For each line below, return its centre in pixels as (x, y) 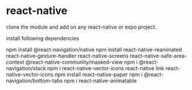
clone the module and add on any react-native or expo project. (81, 27)
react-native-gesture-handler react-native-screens (67, 56)
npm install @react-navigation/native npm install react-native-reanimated (94, 49)
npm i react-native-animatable (100, 81)
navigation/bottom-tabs (34, 81)
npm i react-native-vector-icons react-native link (106, 68)
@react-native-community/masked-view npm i (82, 62)
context (15, 62)
